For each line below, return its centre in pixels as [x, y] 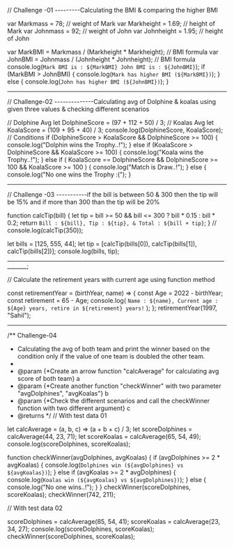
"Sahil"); [19, 315]
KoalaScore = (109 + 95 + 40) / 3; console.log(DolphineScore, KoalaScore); [115, 130]
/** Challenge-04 [32, 335]
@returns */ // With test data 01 [62, 415]
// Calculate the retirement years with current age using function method [111, 279]
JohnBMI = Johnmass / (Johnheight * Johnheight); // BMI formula [102, 59]
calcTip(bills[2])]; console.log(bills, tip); [63, 251]
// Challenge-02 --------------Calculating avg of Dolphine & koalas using [112, 102]
